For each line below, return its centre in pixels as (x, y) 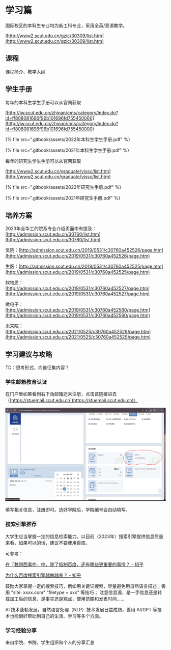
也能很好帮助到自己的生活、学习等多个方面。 (56, 616)
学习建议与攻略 (29, 354)
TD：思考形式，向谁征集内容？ (37, 368)
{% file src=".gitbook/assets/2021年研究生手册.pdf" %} (63, 198)
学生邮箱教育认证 (26, 382)
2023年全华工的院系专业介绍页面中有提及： (51, 229)
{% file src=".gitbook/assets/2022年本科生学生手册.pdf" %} (68, 139)
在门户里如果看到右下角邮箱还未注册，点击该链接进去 (61, 394)
